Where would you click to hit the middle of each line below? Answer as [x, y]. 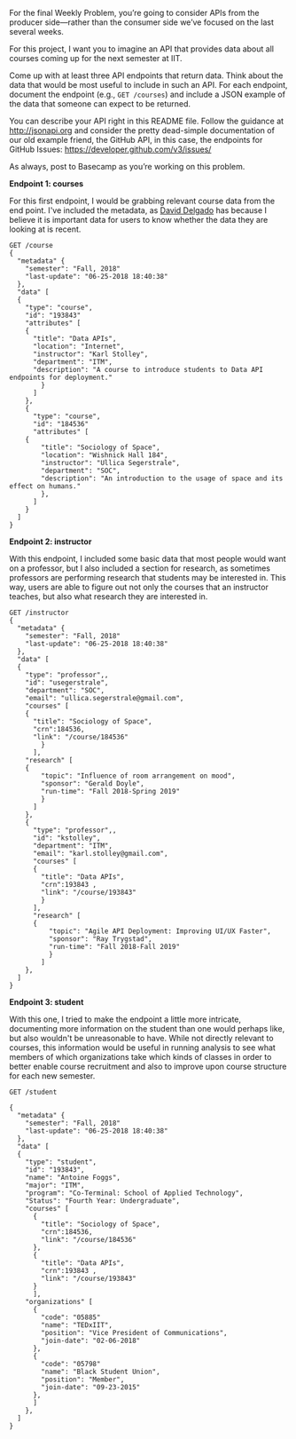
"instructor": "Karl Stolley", [90, 354]
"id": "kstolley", [66, 838]
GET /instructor [39, 613]
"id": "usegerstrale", [67, 683]
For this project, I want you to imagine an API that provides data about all [142, 49]
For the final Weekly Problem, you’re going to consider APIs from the [134, 13]
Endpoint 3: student [47, 1002]
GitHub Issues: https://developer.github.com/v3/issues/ [110, 149]
